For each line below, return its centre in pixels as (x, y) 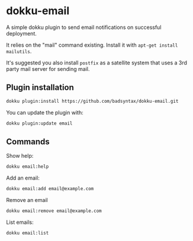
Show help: (20, 156)
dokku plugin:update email (39, 123)
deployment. (21, 33)
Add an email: (23, 178)
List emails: (20, 222)
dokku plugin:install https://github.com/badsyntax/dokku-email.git (92, 101)
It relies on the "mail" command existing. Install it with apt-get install (92, 45)
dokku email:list (28, 233)
